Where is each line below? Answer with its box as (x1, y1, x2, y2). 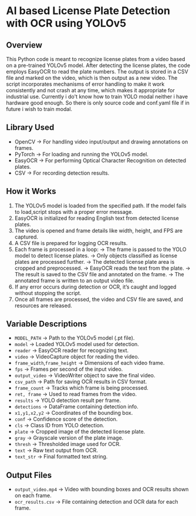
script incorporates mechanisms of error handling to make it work (6, 81, 165, 88)
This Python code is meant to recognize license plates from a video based (6, 56, 185, 62)
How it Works (6, 186, 56, 196)
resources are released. (14, 301, 72, 309)
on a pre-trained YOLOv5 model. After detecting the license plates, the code (6, 62, 191, 69)
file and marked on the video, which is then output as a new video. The (6, 75, 178, 81)
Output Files (6, 470, 52, 480)
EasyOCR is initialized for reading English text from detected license (14, 215, 179, 222)
